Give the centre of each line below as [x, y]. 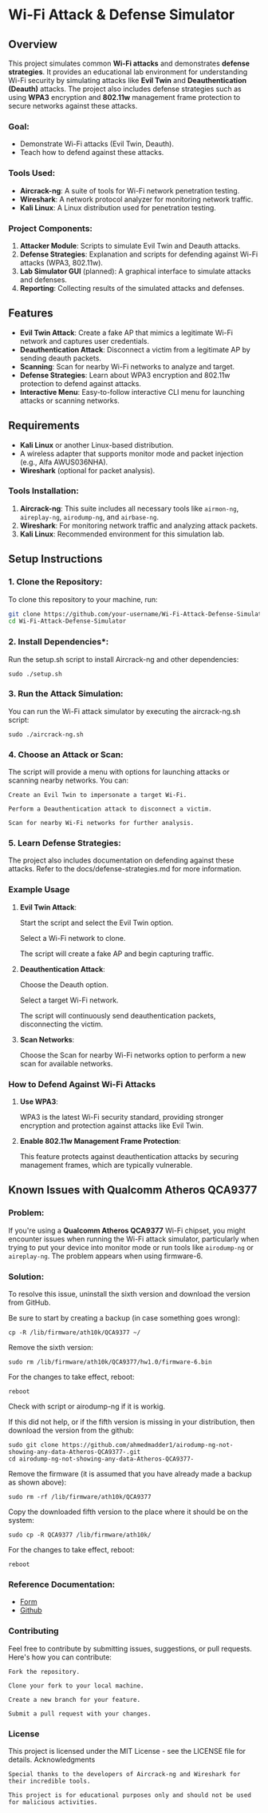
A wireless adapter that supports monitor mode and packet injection [131, 453]
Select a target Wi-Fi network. [69, 1000]
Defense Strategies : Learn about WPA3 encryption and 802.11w [125, 375]
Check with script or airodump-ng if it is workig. [87, 1407]
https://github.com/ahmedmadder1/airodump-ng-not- [148, 1445]
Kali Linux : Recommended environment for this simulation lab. [122, 534]
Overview [33, 44]
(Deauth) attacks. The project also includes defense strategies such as [125, 89]
